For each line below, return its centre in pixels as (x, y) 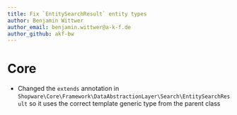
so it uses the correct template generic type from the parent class (125, 104)
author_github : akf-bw (41, 34)
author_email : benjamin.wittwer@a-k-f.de (69, 27)
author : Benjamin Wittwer (45, 21)
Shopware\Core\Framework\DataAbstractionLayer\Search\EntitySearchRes (124, 97)
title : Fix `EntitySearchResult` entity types (77, 14)
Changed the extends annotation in (68, 89)
